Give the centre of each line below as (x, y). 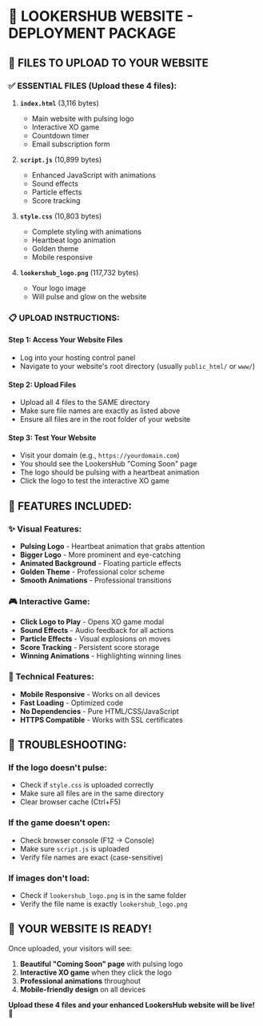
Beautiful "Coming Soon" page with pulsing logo (102, 964)
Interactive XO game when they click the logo (96, 972)
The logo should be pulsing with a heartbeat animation (110, 472)
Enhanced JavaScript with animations (94, 174)
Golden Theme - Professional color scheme (92, 572)
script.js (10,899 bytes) (61, 159)
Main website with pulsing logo (83, 118)
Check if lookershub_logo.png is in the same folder (103, 895)
